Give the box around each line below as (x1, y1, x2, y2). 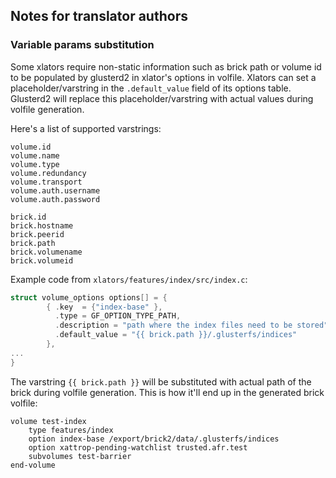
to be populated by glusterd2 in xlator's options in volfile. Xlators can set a (10, 71, 317, 83)
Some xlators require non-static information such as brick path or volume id (10, 60, 322, 73)
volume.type (10, 159, 60, 169)
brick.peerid (10, 229, 65, 239)
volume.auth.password (10, 194, 101, 204)
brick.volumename (10, 247, 83, 257)
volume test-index (10, 416, 87, 426)
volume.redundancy (10, 168, 87, 178)
